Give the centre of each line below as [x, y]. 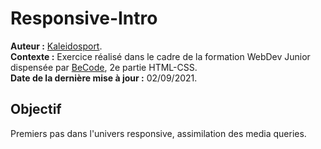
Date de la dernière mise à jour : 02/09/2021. [104, 78]
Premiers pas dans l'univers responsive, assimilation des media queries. [158, 133]
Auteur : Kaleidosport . [56, 46]
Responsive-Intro [84, 18]
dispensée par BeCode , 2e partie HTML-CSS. [104, 67]
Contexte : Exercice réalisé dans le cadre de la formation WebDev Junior [160, 56]
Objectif [36, 109]
